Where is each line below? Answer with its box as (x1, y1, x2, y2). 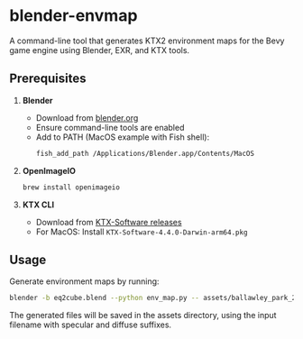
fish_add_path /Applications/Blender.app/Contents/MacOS (35, 149, 255, 158)
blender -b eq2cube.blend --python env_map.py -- (9, 294, 200, 303)
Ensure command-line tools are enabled (35, 122, 185, 133)
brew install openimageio (22, 182, 120, 192)
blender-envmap (9, 5, 138, 26)
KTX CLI (22, 199, 55, 210)
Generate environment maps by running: (9, 276, 160, 287)
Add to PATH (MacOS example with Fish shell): (35, 132, 210, 142)
